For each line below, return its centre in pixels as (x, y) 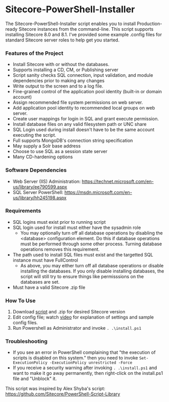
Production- (150, 24)
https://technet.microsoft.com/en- (118, 181)
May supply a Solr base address (47, 146)
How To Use (20, 301)
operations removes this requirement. (60, 249)
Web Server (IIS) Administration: (47, 181)
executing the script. (34, 135)
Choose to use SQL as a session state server (60, 152)
